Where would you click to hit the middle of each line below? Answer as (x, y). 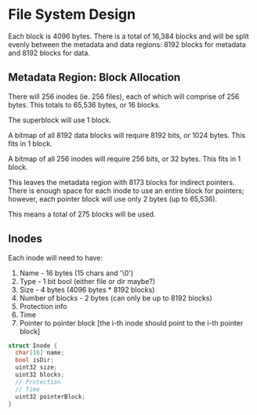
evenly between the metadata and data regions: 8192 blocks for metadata (127, 44)
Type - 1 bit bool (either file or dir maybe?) (87, 281)
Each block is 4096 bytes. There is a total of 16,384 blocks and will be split (128, 36)
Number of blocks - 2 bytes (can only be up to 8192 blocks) (116, 298)
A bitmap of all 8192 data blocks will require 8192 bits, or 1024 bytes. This (127, 135)
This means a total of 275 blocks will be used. (82, 214)
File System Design (72, 15)
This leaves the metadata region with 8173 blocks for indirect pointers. (121, 182)
